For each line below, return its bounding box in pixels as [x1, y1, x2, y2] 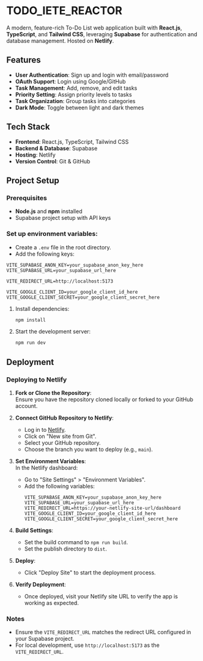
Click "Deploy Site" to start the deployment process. [24, 569, 156, 576]
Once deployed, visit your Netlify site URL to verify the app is [24, 592, 179, 600]
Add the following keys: [15, 250, 75, 257]
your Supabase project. [15, 635, 75, 643]
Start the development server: [15, 328, 91, 335]
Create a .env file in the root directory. [15, 243, 111, 251]
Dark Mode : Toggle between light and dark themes [15, 104, 144, 111]
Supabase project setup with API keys [15, 214, 111, 222]
